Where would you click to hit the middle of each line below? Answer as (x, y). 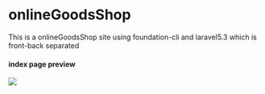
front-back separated (44, 45)
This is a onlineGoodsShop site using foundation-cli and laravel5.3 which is (133, 37)
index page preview (42, 64)
